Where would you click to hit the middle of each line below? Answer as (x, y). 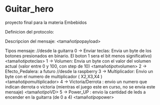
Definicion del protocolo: (29, 32)
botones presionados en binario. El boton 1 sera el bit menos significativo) (79, 56)
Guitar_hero (29, 9)
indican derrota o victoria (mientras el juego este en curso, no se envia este (80, 87)
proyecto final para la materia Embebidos (46, 22)
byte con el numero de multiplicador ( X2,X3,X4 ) (54, 76)
